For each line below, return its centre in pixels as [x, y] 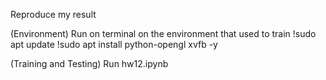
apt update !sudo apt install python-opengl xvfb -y [114, 44]
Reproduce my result [53, 14]
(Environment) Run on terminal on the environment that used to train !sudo [163, 33]
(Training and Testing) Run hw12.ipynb [89, 63]
